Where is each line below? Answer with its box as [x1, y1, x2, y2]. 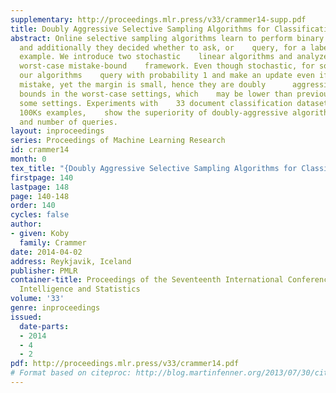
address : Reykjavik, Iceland [10, 256, 132, 266]
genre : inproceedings [10, 303, 101, 313]
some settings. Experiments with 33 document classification [19, 98, 293, 108]
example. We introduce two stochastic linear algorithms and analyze [19, 52, 329, 62]
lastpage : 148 [10, 182, 70, 192]
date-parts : [19, 321, 70, 331]
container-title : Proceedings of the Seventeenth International [10, 275, 284, 285]
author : [10, 219, 43, 230]
